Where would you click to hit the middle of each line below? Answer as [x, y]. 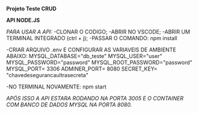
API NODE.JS [23, 20]
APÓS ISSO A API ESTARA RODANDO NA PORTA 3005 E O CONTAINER [95, 98]
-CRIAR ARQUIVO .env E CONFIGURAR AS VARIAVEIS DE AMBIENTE [91, 50]
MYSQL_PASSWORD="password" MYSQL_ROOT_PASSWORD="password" [99, 62]
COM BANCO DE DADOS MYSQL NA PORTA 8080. [69, 105]
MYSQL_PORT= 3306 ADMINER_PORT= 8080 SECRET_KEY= [82, 69]
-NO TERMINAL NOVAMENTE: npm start [56, 87]
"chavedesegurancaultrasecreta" [47, 75]
